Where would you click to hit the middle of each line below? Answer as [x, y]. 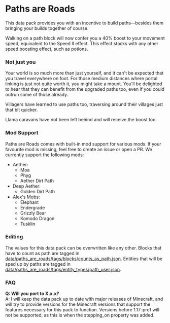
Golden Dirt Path [37, 191]
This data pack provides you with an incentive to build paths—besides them [84, 23]
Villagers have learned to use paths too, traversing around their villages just [84, 104]
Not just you [21, 62]
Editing [14, 237]
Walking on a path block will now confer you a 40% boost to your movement [85, 38]
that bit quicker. [22, 110]
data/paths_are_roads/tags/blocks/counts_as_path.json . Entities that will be [84, 259]
